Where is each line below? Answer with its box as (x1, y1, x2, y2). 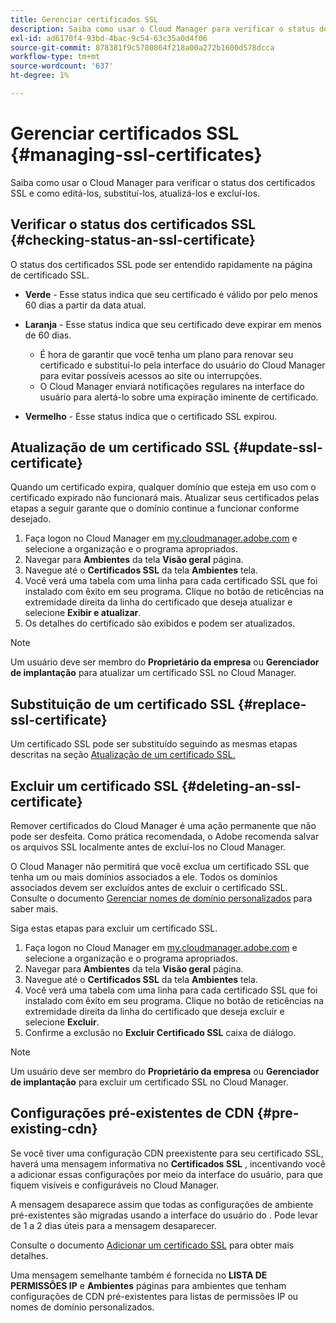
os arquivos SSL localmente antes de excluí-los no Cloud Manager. (10, 841, 287, 853)
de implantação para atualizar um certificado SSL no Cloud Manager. (10, 667, 297, 679)
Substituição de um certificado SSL (10, 696, 235, 713)
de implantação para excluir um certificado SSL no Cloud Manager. (10, 1076, 289, 1088)
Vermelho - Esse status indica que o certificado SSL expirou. (24, 410, 278, 422)
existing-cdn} (10, 1121, 98, 1138)
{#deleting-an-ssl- (181, 777, 302, 795)
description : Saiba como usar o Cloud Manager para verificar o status (10, 24, 315, 34)
